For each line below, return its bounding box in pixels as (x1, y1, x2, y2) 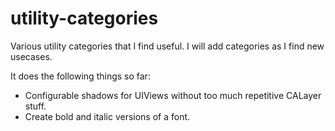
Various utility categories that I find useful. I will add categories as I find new (10, 40, 325, 52)
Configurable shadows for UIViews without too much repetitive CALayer (24, 89, 322, 101)
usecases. (10, 50, 53, 62)
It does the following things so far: (10, 70, 151, 82)
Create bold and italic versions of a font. (24, 110, 191, 122)
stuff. (24, 100, 47, 112)
